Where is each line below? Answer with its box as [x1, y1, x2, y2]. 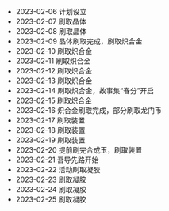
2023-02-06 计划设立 [15, 7, 87, 16]
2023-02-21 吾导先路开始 [15, 155, 99, 164]
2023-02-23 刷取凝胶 [15, 175, 87, 184]
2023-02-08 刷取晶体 [15, 27, 87, 36]
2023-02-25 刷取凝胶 [15, 194, 86, 204]
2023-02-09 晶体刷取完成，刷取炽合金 [15, 36, 143, 46]
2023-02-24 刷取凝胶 [15, 185, 87, 194]
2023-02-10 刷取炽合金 [15, 47, 93, 55]
